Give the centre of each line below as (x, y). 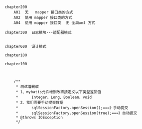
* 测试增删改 (27, 87)
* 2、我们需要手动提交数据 (40, 103)
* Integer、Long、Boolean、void (54, 97)
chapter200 (16, 7)
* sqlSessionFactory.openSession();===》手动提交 (72, 108)
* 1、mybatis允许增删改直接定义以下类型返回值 (59, 92)
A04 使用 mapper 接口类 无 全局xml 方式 (55, 23)
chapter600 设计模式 (26, 47)
